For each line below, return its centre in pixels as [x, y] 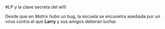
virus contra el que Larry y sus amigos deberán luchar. [61, 22]
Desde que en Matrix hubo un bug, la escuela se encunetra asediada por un [83, 16]
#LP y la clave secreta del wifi [36, 7]
